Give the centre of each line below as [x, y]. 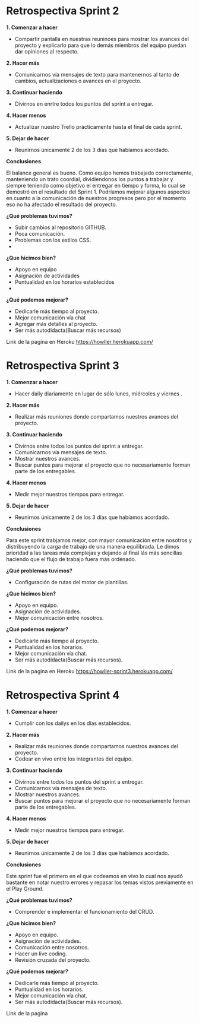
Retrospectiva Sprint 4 [63, 695]
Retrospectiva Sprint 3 [63, 366]
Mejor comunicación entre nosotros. [59, 617]
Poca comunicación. [40, 233]
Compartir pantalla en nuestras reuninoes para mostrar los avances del [102, 39]
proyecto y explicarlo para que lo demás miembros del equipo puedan [100, 45]
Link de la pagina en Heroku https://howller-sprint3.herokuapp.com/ [90, 671]
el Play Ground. [25, 888]
